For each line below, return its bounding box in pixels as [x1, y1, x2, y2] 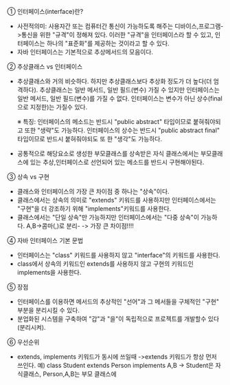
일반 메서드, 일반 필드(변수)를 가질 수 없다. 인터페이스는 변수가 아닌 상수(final [16, 94, 223, 103]
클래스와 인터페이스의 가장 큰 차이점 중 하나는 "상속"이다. [16, 187, 170, 196]
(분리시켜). [16, 324, 46, 331]
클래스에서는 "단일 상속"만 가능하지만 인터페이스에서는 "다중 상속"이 [16, 214, 200, 221]
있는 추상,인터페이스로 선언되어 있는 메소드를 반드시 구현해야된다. [30, 158, 205, 166]
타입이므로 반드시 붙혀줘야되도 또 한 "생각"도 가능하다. [16, 135, 163, 143]
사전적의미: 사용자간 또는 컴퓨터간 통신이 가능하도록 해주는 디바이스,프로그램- [16, 22, 224, 30]
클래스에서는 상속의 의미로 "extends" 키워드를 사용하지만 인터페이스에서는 [16, 196, 216, 204]
